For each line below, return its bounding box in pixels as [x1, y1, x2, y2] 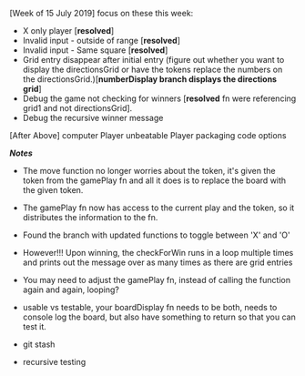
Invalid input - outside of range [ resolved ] [22, 36, 180, 46]
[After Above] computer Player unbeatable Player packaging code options [9, 130, 287, 140]
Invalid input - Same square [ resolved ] [22, 45, 168, 56]
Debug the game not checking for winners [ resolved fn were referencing [22, 93, 297, 104]
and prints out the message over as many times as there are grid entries [22, 257, 293, 268]
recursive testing [22, 357, 86, 367]
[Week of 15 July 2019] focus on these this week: [9, 8, 194, 18]
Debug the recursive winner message [22, 113, 164, 123]
